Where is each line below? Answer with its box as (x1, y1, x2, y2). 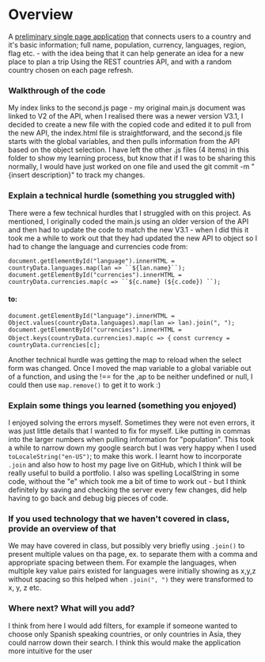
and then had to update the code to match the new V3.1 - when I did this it (8, 225, 249, 234)
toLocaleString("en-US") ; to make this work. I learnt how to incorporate (8, 452, 242, 461)
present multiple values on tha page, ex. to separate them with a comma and (8, 550, 258, 559)
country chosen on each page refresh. (8, 65, 134, 74)
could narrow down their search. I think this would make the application (8, 637, 241, 647)
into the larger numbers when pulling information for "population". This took (8, 435, 255, 444)
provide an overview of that (8, 523, 116, 534)
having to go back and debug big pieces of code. (8, 494, 168, 503)
